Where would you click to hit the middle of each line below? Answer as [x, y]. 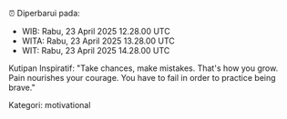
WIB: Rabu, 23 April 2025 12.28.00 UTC [96, 31]
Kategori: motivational [50, 105]
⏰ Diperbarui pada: [45, 13]
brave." [22, 87]
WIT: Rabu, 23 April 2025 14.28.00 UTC [96, 50]
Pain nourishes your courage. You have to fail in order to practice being [142, 78]
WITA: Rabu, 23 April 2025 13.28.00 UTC [98, 41]
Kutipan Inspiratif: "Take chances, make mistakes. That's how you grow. [143, 68]
